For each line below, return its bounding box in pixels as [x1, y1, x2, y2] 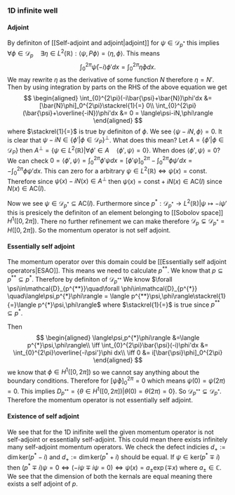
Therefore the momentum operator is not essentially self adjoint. [7, 396, 193, 404]
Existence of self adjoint [7, 411, 79, 420]
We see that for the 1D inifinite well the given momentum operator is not [7, 428, 214, 436]
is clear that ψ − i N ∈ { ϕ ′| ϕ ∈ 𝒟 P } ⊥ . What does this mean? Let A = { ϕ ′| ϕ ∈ [7, 134, 224, 146]
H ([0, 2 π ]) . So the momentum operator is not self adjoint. [7, 226, 171, 235]
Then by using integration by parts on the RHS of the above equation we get [7, 83, 227, 91]
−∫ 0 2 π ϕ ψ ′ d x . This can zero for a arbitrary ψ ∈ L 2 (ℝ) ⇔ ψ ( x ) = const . [7, 166, 208, 177]
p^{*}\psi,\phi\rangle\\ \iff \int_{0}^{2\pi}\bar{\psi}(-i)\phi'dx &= [27, 341, 209, 349]
